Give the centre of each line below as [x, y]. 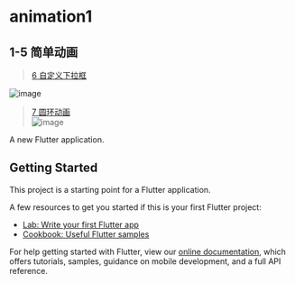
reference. [28, 270]
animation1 [51, 17]
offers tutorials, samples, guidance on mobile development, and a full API [145, 261]
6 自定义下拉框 [59, 75]
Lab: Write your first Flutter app [81, 224]
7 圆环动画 [51, 112]
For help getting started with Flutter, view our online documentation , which [148, 251]
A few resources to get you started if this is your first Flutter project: [135, 207]
